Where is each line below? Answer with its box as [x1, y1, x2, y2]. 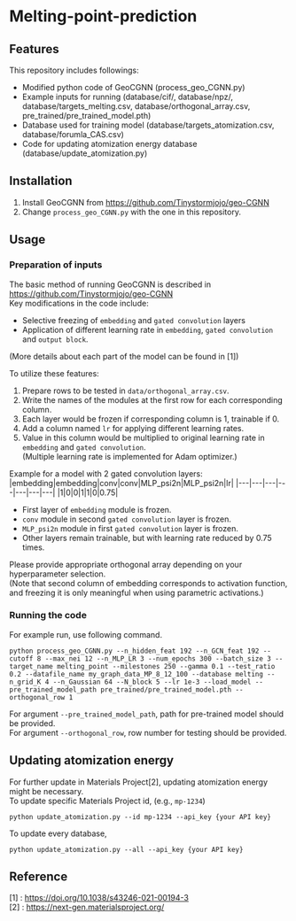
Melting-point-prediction [9, 6, 198, 27]
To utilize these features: [9, 368, 99, 378]
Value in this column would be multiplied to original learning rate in [21, 432, 265, 443]
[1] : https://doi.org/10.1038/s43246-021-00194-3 [9, 893, 189, 903]
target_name [9, 662, 53, 670]
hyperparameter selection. [9, 569, 106, 579]
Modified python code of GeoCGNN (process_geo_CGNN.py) [21, 82, 245, 92]
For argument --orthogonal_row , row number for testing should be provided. [9, 727, 287, 738]
